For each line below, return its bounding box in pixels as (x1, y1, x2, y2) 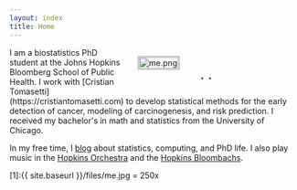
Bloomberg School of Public (9, 66, 115, 78)
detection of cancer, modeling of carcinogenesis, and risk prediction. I (9, 105, 274, 116)
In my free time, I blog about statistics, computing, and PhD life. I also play (9, 142, 289, 153)
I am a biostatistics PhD (9, 47, 98, 58)
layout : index (9, 13, 64, 23)
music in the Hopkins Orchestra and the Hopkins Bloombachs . (9, 152, 244, 163)
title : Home (9, 22, 55, 31)
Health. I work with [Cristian (9, 76, 114, 87)
